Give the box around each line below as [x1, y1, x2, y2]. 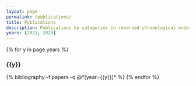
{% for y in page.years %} [6, 46, 69, 53]
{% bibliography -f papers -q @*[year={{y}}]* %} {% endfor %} [6, 74, 160, 81]
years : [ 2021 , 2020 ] [6, 30, 57, 36]
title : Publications [6, 19, 57, 25]
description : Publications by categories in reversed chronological [6, 24, 176, 31]
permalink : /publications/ [6, 14, 72, 20]
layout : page [6, 8, 38, 15]
